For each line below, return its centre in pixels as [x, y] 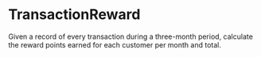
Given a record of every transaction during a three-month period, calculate [130, 36]
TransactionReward [74, 15]
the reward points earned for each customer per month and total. [115, 44]
